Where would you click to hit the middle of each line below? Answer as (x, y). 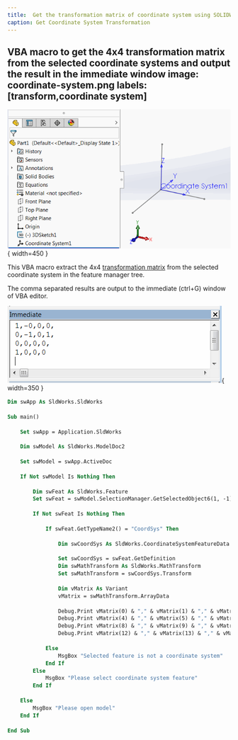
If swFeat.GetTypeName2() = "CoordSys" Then (112, 529)
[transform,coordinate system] (77, 96)
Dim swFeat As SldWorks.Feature (81, 491)
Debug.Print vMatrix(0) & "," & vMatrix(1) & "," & (136, 611)
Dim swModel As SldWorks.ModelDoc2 (73, 447)
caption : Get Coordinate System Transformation (79, 22)
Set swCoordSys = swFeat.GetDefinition (117, 559)
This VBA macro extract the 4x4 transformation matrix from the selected (113, 267)
